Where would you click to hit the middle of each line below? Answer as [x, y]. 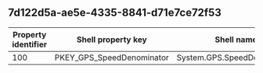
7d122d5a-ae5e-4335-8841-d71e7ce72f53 [115, 13]
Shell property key [112, 40]
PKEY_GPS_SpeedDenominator [112, 57]
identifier [29, 44]
